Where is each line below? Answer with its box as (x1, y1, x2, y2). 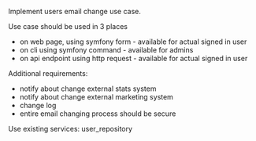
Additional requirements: (8, 69, 88, 78)
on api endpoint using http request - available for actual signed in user (19, 54, 248, 63)
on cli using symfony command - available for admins (19, 45, 194, 54)
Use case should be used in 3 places (8, 22, 128, 31)
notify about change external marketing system (19, 92, 173, 101)
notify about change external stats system (19, 84, 157, 93)
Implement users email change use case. (8, 7, 142, 16)
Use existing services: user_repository (8, 125, 132, 133)
